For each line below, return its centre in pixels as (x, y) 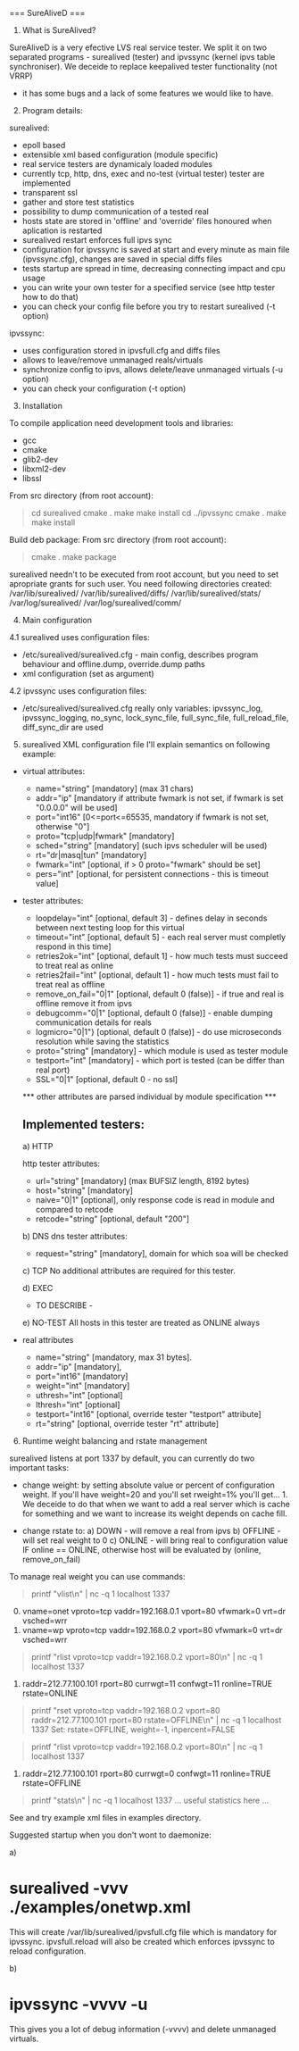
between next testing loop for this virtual (110, 927)
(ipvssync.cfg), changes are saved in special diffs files (122, 259)
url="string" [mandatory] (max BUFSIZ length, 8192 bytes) (142, 1180)
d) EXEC (37, 1288)
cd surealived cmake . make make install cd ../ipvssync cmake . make (159, 513)
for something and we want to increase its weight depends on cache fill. (154, 1513)
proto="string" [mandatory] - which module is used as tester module (162, 1051)
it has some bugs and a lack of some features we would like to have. (148, 93)
